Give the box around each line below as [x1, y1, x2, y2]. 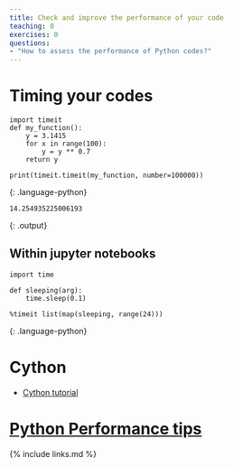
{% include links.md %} [9, 448, 98, 459]
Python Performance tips [9, 419, 202, 439]
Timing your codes [9, 86, 154, 107]
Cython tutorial [22, 387, 79, 397]
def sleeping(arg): [9, 285, 83, 294]
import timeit [9, 116, 63, 125]
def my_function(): [9, 124, 83, 133]
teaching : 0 [9, 22, 54, 31]
